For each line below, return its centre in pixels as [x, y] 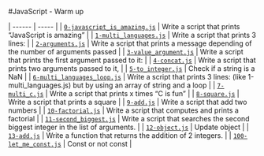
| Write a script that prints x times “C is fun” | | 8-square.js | [142, 93]
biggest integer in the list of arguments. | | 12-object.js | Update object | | [129, 127]
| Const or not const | [97, 144]
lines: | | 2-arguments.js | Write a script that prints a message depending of [130, 43]
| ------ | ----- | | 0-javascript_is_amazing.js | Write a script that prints [124, 26]
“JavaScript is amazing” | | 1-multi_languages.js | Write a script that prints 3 [132, 35]
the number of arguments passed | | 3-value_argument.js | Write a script [126, 52]
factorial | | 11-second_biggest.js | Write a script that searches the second [129, 119]
